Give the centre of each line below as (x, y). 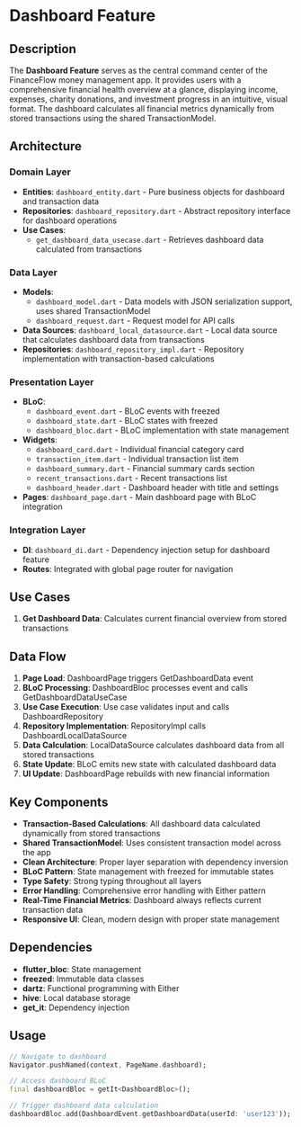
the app (36, 853)
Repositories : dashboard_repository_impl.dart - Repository (133, 349)
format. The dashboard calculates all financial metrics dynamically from (142, 108)
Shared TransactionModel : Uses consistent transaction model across (151, 843)
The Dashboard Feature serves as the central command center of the (138, 70)
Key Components (59, 802)
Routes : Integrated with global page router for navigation (128, 568)
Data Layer (34, 273)
